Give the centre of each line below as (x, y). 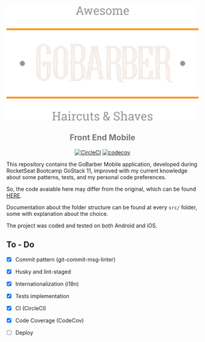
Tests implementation (42, 296)
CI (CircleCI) (31, 308)
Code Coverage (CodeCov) (49, 320)
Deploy (24, 333)
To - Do (20, 245)
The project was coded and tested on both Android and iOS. (82, 226)
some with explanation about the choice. (57, 213)
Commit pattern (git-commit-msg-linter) (65, 259)
